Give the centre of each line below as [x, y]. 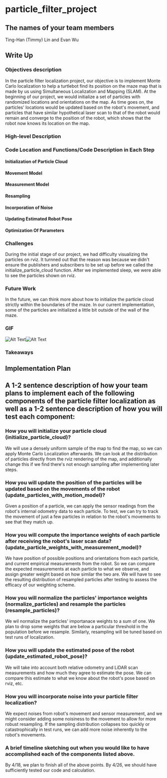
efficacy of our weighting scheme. [40, 585]
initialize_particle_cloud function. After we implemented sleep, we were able [83, 270]
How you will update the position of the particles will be [74, 482]
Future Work [20, 288]
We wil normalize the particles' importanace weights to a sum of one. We [80, 621]
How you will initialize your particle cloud [56, 431]
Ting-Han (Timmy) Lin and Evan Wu [42, 40]
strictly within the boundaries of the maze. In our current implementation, [80, 305]
